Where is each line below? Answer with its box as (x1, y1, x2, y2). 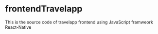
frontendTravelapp (5, 3, 83, 14)
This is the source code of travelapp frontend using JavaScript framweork (5, 19, 153, 25)
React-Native (5, 24, 32, 30)
